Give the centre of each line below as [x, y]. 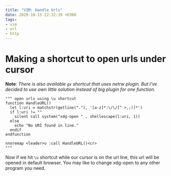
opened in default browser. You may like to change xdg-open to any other [83, 162]
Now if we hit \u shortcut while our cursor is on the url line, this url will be [82, 157]
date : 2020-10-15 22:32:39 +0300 [41, 15]
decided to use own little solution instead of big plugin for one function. [80, 89]
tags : [11, 19]
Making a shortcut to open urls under [86, 59]
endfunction [18, 134]
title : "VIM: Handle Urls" [34, 10]
